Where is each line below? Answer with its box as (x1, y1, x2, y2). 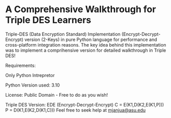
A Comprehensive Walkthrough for (5, 4, 156, 15)
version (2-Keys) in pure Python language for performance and (25, 36, 157, 43)
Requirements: (5, 62, 36, 68)
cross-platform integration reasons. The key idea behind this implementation (5, 42, 166, 48)
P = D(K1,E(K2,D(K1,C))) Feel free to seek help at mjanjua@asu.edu (5, 107, 146, 113)
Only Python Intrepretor (5, 72, 55, 78)
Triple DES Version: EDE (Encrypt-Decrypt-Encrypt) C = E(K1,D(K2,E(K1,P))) (5, 101, 164, 107)
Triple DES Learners (5, 14, 91, 26)
